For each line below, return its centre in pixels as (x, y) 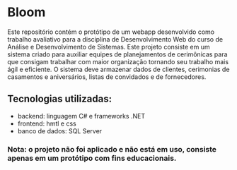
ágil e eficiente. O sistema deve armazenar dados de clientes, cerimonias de (118, 69)
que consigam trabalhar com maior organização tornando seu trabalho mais (118, 61)
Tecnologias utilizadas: (59, 99)
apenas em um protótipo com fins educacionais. (92, 158)
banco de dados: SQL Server (60, 130)
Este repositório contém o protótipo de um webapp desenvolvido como (111, 32)
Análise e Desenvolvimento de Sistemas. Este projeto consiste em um (109, 47)
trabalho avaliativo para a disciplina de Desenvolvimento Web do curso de (115, 39)
